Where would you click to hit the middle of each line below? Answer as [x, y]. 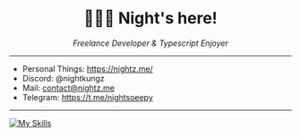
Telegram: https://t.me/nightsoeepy [88, 97]
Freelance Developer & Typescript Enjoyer [150, 43]
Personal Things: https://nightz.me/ [88, 68]
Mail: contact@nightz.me [68, 88]
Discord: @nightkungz [63, 78]
